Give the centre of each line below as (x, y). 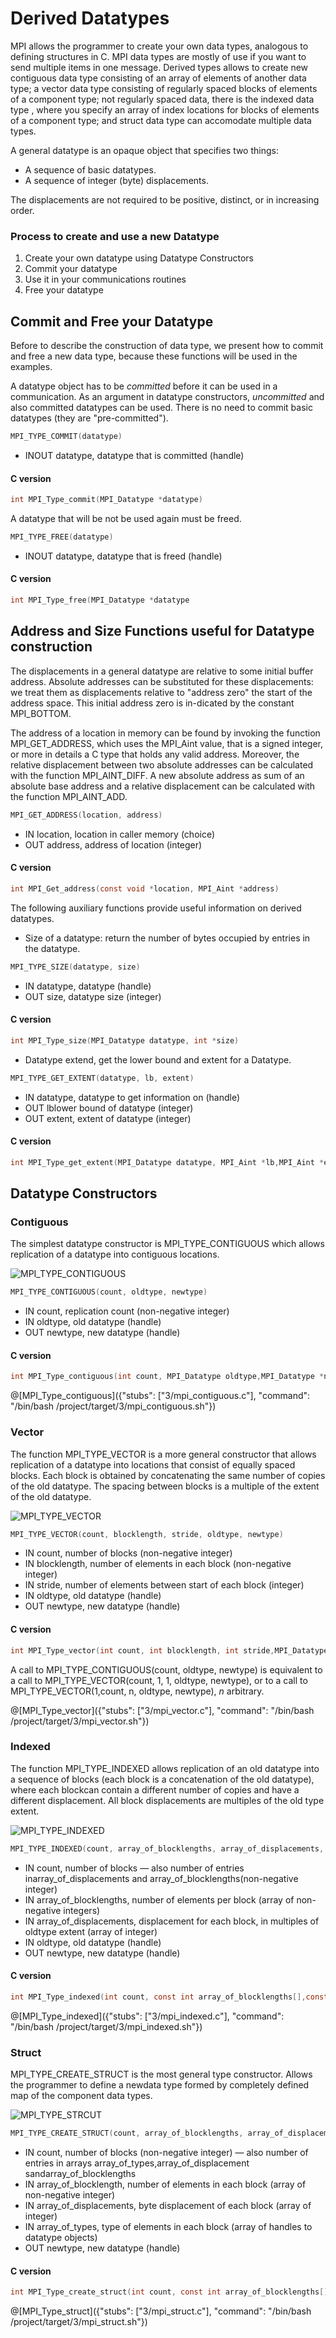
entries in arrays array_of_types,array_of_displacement (137, 2163)
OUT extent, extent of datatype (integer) (108, 1118)
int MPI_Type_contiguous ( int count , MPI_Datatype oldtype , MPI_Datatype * (167, 1377)
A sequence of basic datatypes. (90, 169)
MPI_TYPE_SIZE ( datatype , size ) (75, 967)
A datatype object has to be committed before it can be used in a (144, 386)
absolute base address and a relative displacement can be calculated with (163, 786)
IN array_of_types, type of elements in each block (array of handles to (168, 2226)
